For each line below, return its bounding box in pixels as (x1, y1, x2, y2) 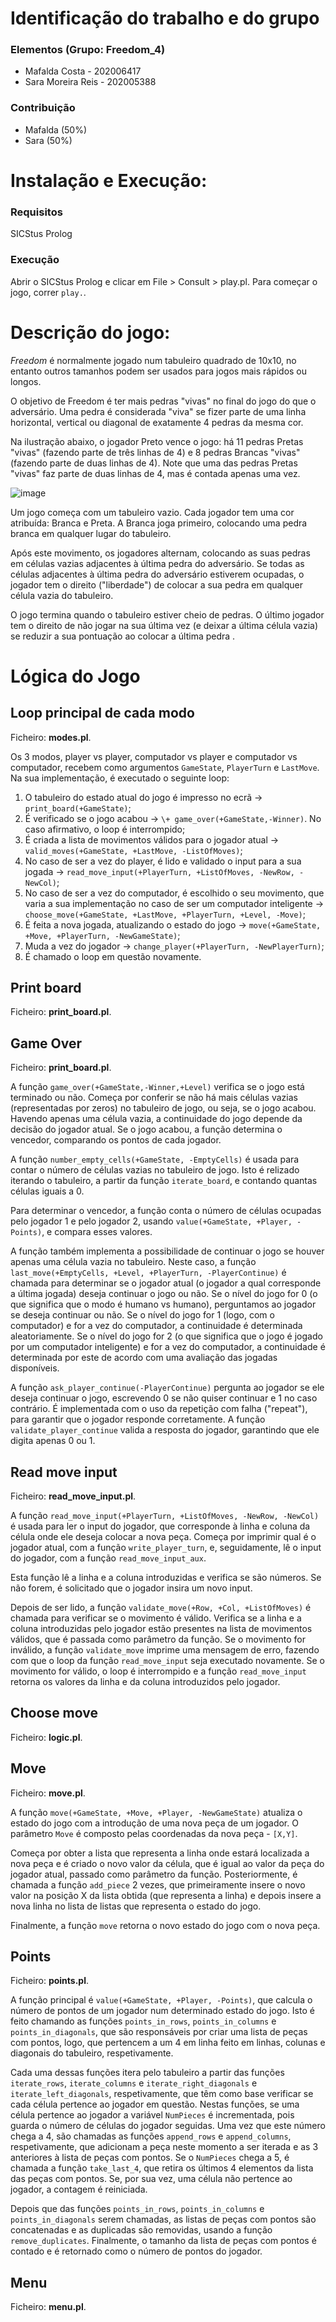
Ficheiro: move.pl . (10, 1787, 86, 1799)
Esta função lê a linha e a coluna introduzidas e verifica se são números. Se (10, 1571, 322, 1583)
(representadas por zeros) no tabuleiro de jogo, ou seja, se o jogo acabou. (10, 1102, 317, 1114)
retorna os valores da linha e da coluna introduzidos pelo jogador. (10, 1675, 281, 1687)
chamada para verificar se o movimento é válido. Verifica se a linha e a (10, 1612, 302, 1624)
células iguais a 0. (10, 1185, 85, 1197)
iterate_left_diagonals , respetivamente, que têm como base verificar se (10, 2088, 314, 2100)
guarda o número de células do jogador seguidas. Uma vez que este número (10, 2120, 326, 2132)
